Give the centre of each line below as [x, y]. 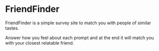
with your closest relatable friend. [40, 43]
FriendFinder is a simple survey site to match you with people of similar [78, 23]
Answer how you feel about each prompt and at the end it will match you [80, 38]
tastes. [12, 28]
